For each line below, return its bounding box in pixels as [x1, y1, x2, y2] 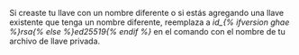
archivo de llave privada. [9, 35, 101, 46]
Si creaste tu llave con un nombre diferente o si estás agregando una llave [9, 8, 285, 18]
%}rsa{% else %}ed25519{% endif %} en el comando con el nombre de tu [9, 27, 285, 36]
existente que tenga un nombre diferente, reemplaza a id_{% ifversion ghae [9, 17, 290, 27]
